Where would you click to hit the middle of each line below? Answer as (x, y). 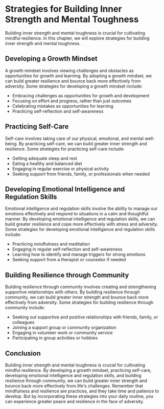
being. (12, 143)
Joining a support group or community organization (64, 328)
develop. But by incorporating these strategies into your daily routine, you (79, 396)
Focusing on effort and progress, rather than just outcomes (72, 101)
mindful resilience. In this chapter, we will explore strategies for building (77, 38)
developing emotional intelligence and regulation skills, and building (73, 375)
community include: (25, 308)
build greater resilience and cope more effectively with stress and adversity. (82, 224)
